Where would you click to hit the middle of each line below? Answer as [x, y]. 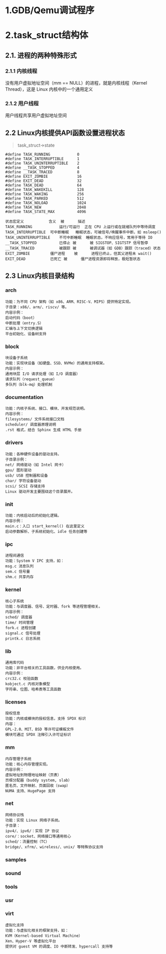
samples [16, 859]
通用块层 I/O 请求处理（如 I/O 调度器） [43, 374]
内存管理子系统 [18, 759]
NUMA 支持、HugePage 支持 [30, 791]
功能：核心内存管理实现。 [28, 764]
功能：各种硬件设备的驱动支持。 [33, 454]
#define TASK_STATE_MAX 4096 [46, 212]
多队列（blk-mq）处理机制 [29, 385]
